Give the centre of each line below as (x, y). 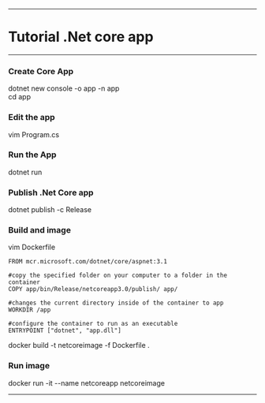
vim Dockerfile (32, 247)
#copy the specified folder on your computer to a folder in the (118, 276)
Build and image (39, 230)
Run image (29, 366)
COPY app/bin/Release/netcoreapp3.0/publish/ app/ (93, 289)
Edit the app (32, 118)
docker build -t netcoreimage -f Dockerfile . (79, 345)
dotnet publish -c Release (50, 210)
